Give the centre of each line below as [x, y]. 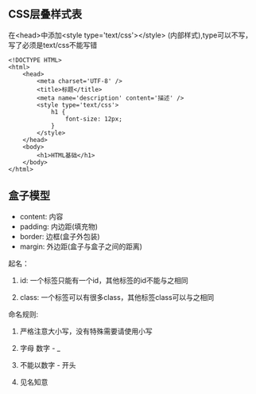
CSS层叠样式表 [45, 14]
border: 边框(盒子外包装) [60, 236]
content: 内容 [41, 216]
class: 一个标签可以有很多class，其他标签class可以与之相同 [117, 297]
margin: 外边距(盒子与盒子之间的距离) [81, 246]
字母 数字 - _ [40, 348]
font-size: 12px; [94, 119]
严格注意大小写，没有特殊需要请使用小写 [86, 331]
